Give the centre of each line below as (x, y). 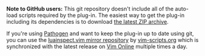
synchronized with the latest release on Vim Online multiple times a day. (97, 46)
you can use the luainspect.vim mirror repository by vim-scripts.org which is (102, 40)
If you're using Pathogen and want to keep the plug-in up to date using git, (100, 33)
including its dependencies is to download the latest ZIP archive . (88, 22)
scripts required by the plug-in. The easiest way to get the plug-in (102, 15)
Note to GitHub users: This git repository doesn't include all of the (90, 9)
